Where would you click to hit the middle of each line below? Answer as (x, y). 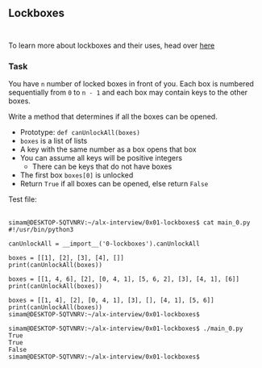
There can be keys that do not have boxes (102, 167)
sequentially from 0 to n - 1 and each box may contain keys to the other (128, 93)
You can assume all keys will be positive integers (101, 158)
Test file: (23, 199)
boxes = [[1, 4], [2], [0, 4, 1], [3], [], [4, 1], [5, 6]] (112, 301)
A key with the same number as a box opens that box (108, 149)
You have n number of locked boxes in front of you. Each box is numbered (131, 84)
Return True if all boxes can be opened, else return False (114, 184)
